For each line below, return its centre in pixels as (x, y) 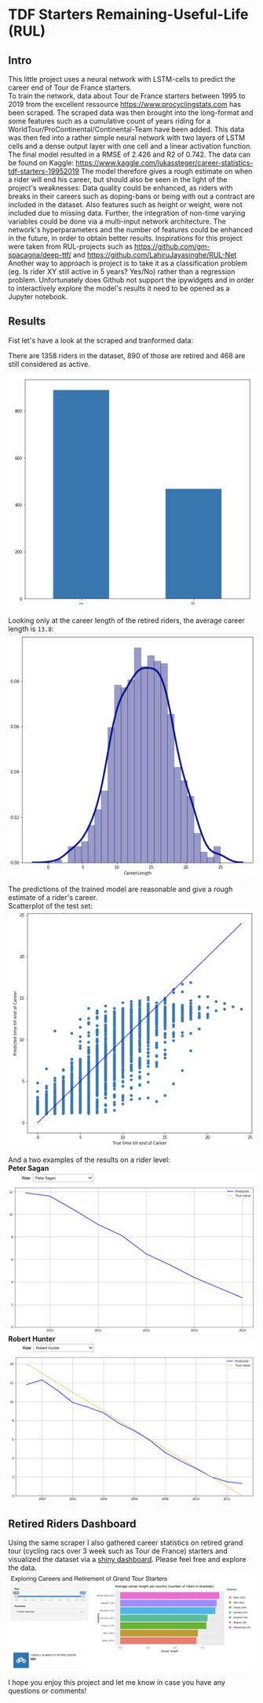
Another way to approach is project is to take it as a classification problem (128, 263)
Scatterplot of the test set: (50, 905)
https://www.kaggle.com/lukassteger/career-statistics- (164, 163)
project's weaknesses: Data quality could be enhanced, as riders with (121, 188)
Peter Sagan (29, 1168)
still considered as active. (49, 364)
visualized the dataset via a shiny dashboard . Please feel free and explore (127, 1560)
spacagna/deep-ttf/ (40, 255)
